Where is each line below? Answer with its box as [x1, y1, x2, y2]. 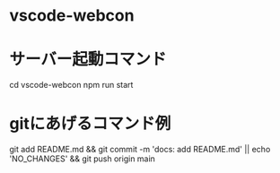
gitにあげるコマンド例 [9, 114, 171, 134]
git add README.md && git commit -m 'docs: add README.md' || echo [9, 144, 271, 155]
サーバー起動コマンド [9, 49, 167, 70]
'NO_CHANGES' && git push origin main [9, 153, 155, 164]
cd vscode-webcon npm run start [9, 80, 134, 91]
